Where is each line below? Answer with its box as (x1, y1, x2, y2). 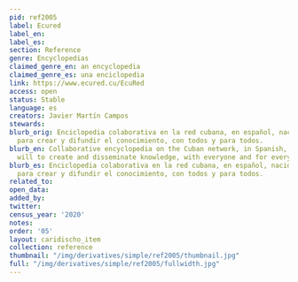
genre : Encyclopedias (9, 54, 90, 63)
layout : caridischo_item (9, 235, 101, 244)
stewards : (9, 120, 46, 129)
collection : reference (9, 243, 93, 252)
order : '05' (9, 226, 53, 235)
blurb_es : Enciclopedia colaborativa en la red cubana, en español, (9, 161, 268, 170)
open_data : (9, 186, 50, 194)
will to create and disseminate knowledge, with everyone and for (17, 152, 268, 162)
